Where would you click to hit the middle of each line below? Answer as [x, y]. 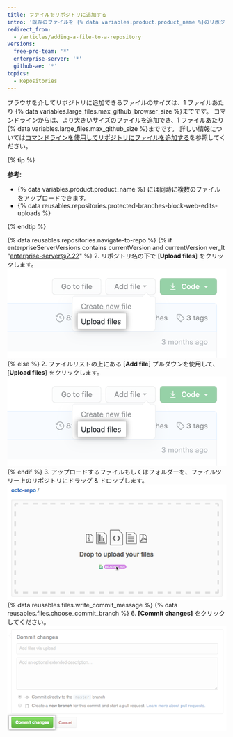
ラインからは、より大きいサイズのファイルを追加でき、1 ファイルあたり [121, 120]
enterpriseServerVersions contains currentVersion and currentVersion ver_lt [116, 247]
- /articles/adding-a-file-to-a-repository [77, 37]
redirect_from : [29, 29]
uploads [29, 213]
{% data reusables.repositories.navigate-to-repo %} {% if [90, 240]
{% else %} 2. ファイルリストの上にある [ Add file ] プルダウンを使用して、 [113, 364]
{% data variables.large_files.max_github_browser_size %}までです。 [114, 111]
